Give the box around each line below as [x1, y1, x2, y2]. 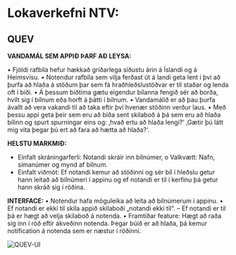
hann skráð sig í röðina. [17, 183, 86, 191]
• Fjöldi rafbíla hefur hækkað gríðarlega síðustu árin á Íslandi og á [7, 66, 197, 73]
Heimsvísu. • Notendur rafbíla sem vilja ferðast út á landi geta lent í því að [7, 73, 221, 81]
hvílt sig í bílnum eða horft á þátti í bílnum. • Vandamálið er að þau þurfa [7, 95, 216, 104]
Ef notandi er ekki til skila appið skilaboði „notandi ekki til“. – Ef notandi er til [7, 204, 226, 213]
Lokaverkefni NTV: [7, 5, 120, 21]
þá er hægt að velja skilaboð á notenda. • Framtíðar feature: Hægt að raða [7, 212, 222, 220]
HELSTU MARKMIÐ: [7, 139, 67, 148]
